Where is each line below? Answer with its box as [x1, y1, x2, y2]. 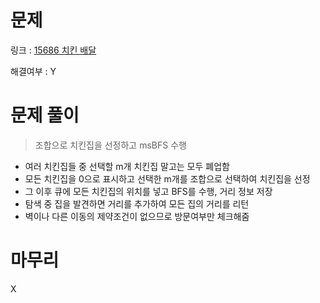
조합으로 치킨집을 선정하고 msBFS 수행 [34, 139, 187, 151]
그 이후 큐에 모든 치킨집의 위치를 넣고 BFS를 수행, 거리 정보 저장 [24, 185, 273, 197]
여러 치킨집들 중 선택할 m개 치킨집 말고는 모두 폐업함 [24, 160, 230, 172]
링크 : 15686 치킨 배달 [10, 44, 97, 56]
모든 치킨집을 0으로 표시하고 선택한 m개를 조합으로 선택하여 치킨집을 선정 [24, 172, 311, 185]
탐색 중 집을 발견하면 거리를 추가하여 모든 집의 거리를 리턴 [24, 197, 250, 210]
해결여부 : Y [10, 65, 57, 77]
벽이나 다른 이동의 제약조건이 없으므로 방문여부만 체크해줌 [24, 210, 250, 222]
